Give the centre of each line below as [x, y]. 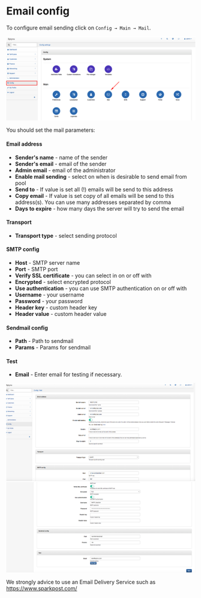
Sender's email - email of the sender [61, 164]
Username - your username [49, 294]
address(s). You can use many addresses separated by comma [93, 202]
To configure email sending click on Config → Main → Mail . [79, 28]
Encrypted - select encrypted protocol [63, 282]
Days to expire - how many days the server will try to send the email [99, 208]
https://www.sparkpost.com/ [42, 588]
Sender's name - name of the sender [61, 157]
